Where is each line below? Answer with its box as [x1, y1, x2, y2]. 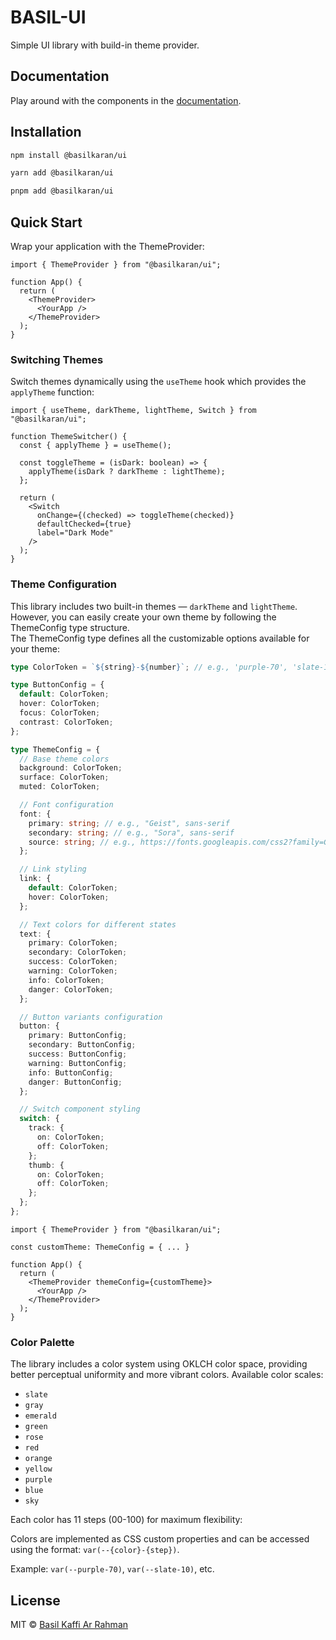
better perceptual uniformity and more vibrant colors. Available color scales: [10, 1369, 324, 1381]
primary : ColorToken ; [28, 938, 118, 948]
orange [24, 1454, 53, 1464]
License [10, 1592, 61, 1609]
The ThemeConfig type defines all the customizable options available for [10, 632, 310, 644]
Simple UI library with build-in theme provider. [10, 39, 200, 51]
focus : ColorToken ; [19, 708, 101, 718]
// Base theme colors [19, 754, 110, 764]
